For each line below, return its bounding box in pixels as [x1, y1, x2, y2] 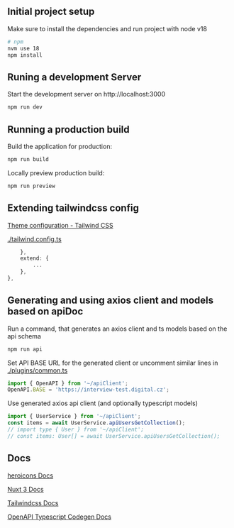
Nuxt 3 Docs [7, 485, 44, 493]
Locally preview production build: [7, 168, 105, 177]
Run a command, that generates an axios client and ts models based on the [7, 324, 228, 333]
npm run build [7, 155, 50, 163]
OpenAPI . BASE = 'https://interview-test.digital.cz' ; [7, 386, 170, 393]
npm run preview [7, 182, 55, 189]
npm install [7, 51, 43, 59]
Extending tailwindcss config [7, 202, 140, 214]
